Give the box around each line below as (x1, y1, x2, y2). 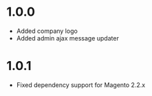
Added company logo (16, 27, 78, 35)
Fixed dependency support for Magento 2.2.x (16, 80, 146, 89)
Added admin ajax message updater (16, 34, 120, 42)
